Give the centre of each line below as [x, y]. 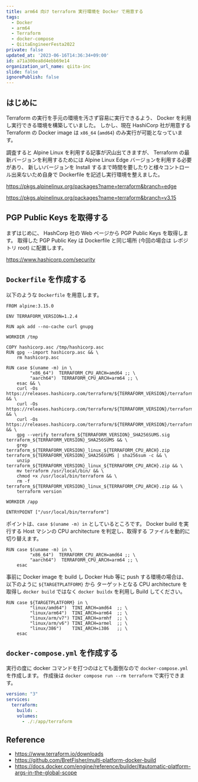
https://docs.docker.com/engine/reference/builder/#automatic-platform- [103, 767]
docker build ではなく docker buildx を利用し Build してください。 [104, 591]
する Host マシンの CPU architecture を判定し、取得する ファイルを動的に [100, 531]
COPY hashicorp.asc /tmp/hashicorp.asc [55, 347]
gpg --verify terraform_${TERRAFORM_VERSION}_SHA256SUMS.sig [93, 435]
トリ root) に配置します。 [36, 247]
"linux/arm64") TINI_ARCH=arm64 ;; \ [79, 613]
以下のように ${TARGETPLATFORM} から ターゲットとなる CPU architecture [93, 584]
